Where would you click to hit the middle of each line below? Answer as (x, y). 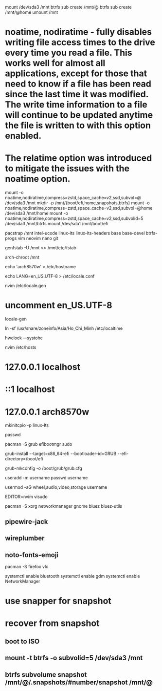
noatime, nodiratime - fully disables (79, 32)
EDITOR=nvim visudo (26, 497)
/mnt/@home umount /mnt (32, 12)
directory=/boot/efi (24, 459)
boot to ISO (22, 641)
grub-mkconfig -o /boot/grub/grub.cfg (44, 468)
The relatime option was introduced (79, 158)
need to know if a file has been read (78, 84)
